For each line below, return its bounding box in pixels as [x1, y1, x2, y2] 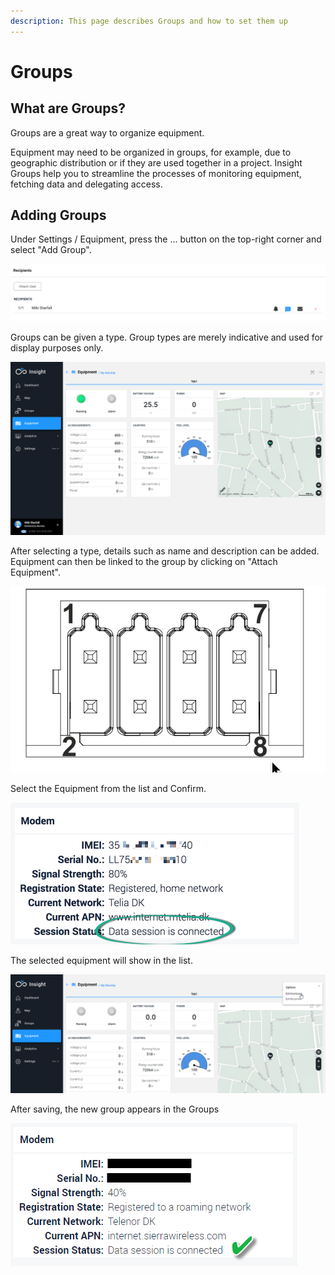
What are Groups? [10, 100, 126, 117]
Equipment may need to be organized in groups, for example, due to [10, 146, 292, 158]
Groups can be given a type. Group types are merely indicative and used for [10, 331, 324, 344]
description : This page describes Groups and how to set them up [10, 16, 288, 26]
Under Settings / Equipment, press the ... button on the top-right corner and [10, 233, 322, 245]
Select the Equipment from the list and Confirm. [10, 782, 207, 794]
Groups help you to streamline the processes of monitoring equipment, [10, 167, 302, 179]
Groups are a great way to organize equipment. [10, 126, 205, 139]
